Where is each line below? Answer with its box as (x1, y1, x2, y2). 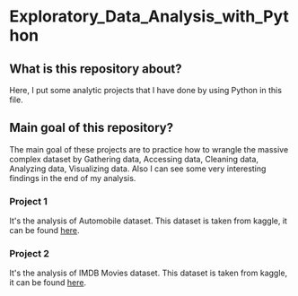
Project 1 (9, 195, 48, 207)
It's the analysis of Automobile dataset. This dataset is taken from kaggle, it (9, 215, 287, 226)
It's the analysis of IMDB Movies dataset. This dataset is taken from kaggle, (9, 267, 288, 279)
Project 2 (9, 248, 49, 260)
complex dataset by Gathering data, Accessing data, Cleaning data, (9, 153, 259, 164)
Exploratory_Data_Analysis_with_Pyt (9, 6, 290, 27)
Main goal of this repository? (9, 120, 173, 135)
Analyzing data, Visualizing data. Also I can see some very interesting (9, 163, 267, 174)
